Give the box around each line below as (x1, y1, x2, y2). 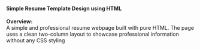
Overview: (6, 18, 33, 25)
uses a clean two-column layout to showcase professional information (6, 30, 180, 38)
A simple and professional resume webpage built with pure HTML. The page (6, 24, 195, 32)
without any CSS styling (6, 37, 65, 44)
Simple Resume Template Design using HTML (6, 5, 122, 12)
